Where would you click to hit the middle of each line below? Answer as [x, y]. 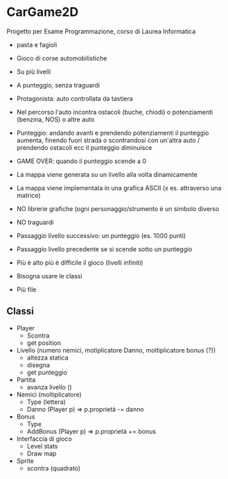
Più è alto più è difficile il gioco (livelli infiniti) [80, 262]
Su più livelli [34, 72]
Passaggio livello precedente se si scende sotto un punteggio [104, 249]
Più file [26, 289]
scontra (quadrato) [54, 468]
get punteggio [47, 372]
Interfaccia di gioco [44, 439]
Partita [26, 380]
